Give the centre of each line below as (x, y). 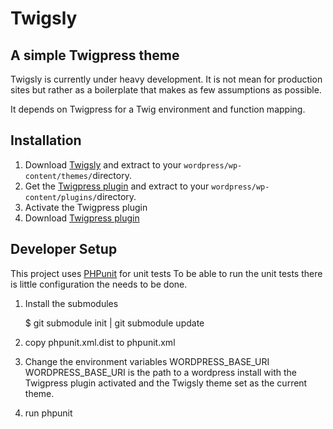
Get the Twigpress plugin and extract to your (117, 186)
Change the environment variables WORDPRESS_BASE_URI (147, 361)
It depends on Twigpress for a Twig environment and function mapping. (158, 109)
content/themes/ (58, 176)
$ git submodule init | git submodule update (114, 323)
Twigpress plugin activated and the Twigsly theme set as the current (166, 383)
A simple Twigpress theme (95, 55)
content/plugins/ (61, 197)
